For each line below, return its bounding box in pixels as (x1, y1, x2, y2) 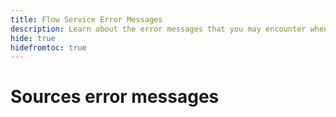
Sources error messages (10, 86, 220, 108)
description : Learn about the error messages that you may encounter (10, 24, 307, 34)
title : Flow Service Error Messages (10, 14, 163, 25)
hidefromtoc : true (10, 42, 87, 53)
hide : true (10, 33, 56, 43)
